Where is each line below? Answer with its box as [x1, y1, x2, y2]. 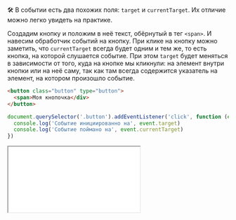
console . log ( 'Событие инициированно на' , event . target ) [13, 120, 181, 127]
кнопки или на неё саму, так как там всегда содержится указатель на [7, 67, 218, 75]
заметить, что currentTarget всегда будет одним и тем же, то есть [7, 44, 207, 53]
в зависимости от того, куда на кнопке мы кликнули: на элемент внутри [7, 59, 225, 67]
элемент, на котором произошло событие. [7, 74, 135, 82]
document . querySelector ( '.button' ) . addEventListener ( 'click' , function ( [7, 113, 228, 121]
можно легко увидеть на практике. [7, 16, 112, 24]
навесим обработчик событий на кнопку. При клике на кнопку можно [7, 37, 218, 45]
